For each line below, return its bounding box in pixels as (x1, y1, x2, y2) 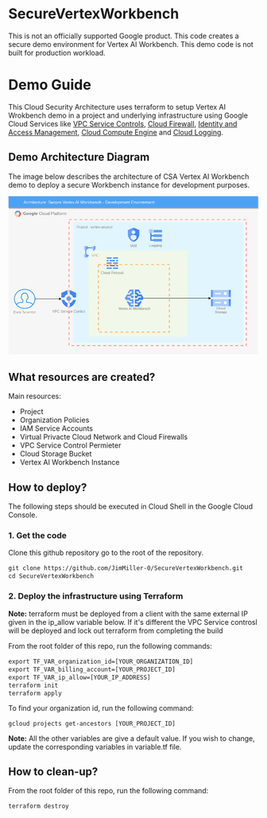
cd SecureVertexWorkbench (8, 572, 94, 580)
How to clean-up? (8, 765, 99, 778)
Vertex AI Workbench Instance (19, 458, 120, 467)
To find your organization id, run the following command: (8, 703, 194, 712)
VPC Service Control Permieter (19, 440, 122, 450)
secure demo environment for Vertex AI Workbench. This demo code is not (8, 39, 254, 48)
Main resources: (8, 391, 61, 401)
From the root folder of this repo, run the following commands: (8, 641, 213, 650)
